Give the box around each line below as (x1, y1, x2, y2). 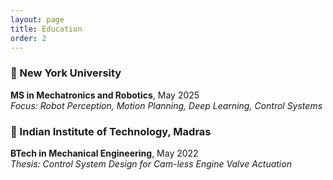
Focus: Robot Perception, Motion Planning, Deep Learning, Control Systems (10, 99, 323, 111)
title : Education (10, 24, 83, 34)
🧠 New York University (10, 66, 122, 80)
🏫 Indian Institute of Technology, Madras (10, 124, 212, 138)
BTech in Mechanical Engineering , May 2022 (10, 147, 199, 159)
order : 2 (10, 33, 47, 43)
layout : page (10, 14, 65, 25)
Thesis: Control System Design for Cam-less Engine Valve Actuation (10, 157, 292, 170)
